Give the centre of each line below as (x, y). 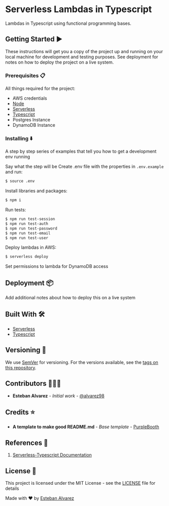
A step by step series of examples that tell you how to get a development (81, 151)
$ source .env (20, 181)
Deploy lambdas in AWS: (31, 247)
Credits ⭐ (20, 412)
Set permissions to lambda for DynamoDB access (57, 266)
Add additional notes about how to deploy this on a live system (70, 298)
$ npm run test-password (31, 228)
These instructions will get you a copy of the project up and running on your (84, 51)
